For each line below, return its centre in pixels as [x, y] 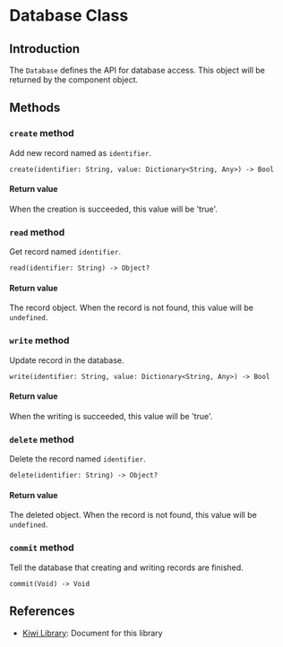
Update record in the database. [67, 360]
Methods [35, 108]
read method [37, 232]
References [42, 612]
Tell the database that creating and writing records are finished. [126, 567]
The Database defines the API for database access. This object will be [137, 70]
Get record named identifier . [65, 252]
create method [42, 134]
